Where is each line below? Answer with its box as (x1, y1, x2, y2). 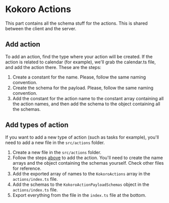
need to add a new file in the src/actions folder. (5, 140, 105, 146)
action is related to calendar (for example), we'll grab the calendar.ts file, (5, 59, 156, 65)
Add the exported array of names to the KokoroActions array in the (12, 170, 150, 177)
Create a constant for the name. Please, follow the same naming (12, 74, 146, 80)
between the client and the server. (5, 25, 77, 31)
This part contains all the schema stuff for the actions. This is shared (5, 20, 148, 26)
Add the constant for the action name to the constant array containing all (12, 95, 164, 101)
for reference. (12, 165, 41, 171)
